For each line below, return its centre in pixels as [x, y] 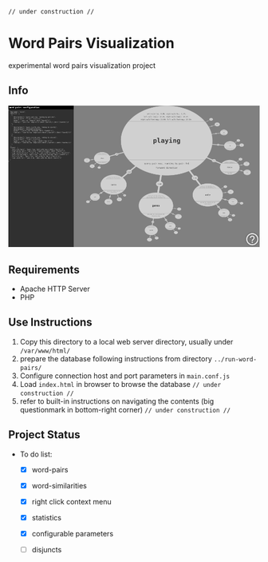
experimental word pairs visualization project [82, 65]
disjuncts [47, 550]
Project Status [45, 435]
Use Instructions [51, 323]
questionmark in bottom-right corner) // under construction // [125, 409]
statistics [47, 517]
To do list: [36, 454]
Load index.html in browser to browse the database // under [120, 384]
